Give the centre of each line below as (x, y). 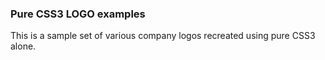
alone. (23, 46)
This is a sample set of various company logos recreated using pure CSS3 (163, 36)
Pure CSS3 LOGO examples (78, 14)
